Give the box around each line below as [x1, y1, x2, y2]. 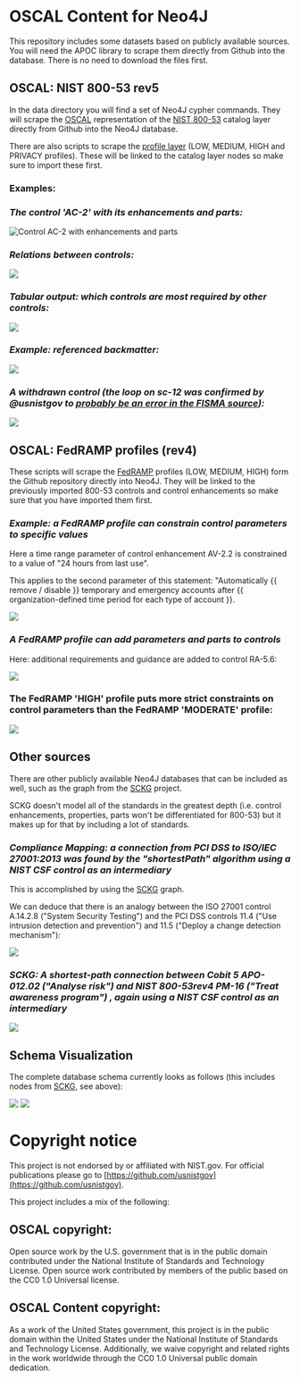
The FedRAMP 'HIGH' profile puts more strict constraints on [9, 692, 274, 705]
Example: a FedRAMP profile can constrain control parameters [9, 516, 287, 529]
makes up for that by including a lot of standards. [9, 819, 190, 830]
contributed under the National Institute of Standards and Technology [9, 1255, 265, 1266]
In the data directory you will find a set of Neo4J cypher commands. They [9, 105, 281, 115]
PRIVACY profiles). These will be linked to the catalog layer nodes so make [9, 150, 284, 161]
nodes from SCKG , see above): [9, 1081, 123, 1091]
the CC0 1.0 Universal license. [9, 1275, 120, 1285]
